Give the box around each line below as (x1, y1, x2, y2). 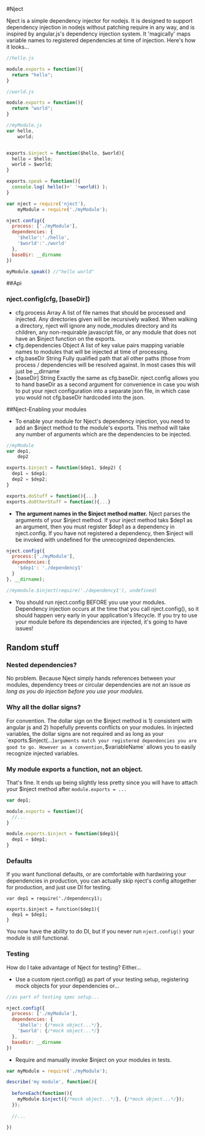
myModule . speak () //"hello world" (6, 268, 95, 275)
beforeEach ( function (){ (12, 1091, 72, 1097)
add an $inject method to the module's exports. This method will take (15, 423, 190, 431)
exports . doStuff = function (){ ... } (6, 493, 97, 499)
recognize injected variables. (6, 749, 80, 757)
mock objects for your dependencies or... (15, 982, 119, 989)
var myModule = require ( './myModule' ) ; (6, 1068, 108, 1074)
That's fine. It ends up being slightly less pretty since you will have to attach (6, 779, 198, 786)
